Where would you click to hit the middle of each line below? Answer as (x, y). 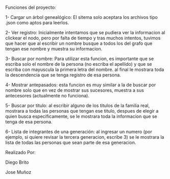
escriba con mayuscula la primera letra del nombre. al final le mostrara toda (85, 69)
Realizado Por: (20, 152)
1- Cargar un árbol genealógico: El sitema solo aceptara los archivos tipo (82, 17)
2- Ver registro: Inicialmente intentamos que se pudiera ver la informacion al (85, 32)
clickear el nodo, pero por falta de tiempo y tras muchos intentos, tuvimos (83, 38)
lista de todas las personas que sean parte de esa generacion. (71, 143)
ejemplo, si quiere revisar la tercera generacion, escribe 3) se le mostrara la (85, 137)
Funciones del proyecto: (31, 7)
